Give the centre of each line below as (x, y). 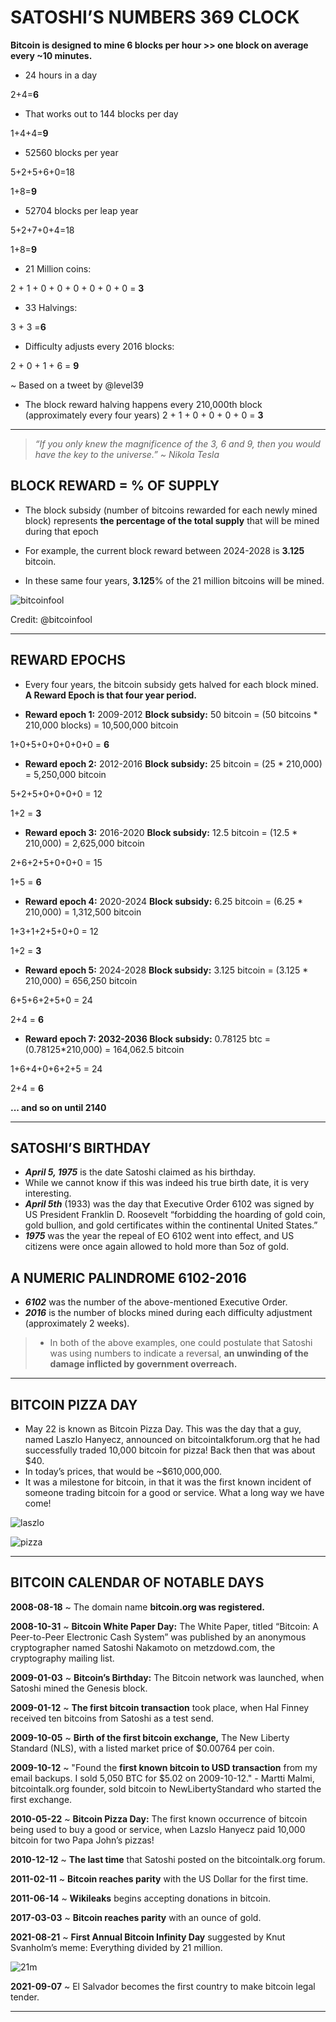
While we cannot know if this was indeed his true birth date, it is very (167, 1183)
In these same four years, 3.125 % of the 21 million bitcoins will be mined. (174, 580)
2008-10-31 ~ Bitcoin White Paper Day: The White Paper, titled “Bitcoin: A (164, 1626)
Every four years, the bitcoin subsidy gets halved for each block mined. (171, 684)
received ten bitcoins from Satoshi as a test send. (112, 1718)
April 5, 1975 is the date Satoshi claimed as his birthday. (140, 1172)
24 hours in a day (61, 75)
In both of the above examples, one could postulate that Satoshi (181, 1343)
